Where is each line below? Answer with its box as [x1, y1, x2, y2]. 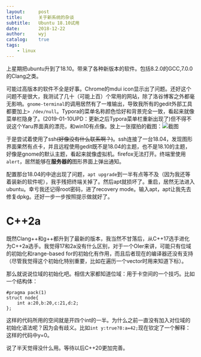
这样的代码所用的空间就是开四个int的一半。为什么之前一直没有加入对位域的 [6, 316, 191, 323]
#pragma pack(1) [6, 289, 47, 295]
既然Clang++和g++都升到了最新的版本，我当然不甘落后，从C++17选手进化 [6, 235, 190, 242]
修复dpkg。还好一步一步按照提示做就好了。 [6, 193, 114, 200]
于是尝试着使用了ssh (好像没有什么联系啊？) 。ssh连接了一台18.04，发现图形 [6, 135, 193, 143]
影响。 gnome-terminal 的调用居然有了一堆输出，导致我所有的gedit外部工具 [11, 100, 193, 107]
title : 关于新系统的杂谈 [6, 14, 75, 20]
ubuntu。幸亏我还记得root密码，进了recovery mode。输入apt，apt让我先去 [6, 185, 191, 192]
